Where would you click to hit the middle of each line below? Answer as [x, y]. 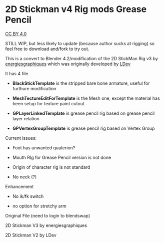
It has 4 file [17, 73]
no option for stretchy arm [39, 206]
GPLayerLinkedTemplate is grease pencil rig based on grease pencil [83, 113]
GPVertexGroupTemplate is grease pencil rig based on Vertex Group [83, 128]
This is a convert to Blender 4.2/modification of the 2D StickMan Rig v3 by [82, 58]
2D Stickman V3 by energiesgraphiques [46, 225]
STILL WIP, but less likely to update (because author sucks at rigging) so [80, 43]
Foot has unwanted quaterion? [44, 148]
